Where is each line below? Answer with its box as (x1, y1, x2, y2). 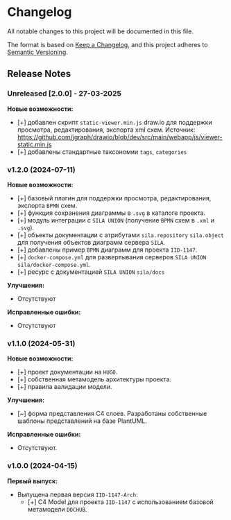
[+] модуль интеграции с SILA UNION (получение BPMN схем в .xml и (17, 216, 215, 224)
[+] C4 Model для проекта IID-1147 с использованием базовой (27, 497, 214, 506)
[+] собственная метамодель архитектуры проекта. (17, 375, 172, 383)
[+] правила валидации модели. (17, 383, 112, 391)
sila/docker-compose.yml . (17, 260, 92, 268)
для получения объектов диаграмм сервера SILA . (17, 238, 166, 246)
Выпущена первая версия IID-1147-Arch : (17, 490, 139, 499)
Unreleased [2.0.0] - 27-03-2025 (7, 89, 121, 98)
